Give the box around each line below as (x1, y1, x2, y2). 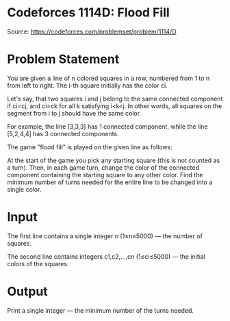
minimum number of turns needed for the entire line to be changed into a (7, 178, 213, 186)
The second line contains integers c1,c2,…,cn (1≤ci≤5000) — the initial (7, 252, 205, 261)
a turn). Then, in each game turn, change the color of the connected (7, 163, 200, 172)
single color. (7, 185, 42, 193)
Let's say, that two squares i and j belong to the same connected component (7, 94, 223, 103)
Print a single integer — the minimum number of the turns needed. (7, 306, 194, 314)
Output (7, 284, 48, 299)
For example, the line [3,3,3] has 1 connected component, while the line (7, 122, 208, 131)
